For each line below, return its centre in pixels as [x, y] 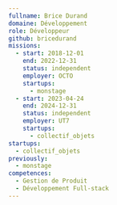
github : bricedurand [43, 38]
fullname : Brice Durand [48, 16]
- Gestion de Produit [52, 181]
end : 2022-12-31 [50, 61]
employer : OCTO [48, 76]
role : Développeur [39, 31]
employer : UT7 [46, 121]
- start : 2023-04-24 [50, 98]
